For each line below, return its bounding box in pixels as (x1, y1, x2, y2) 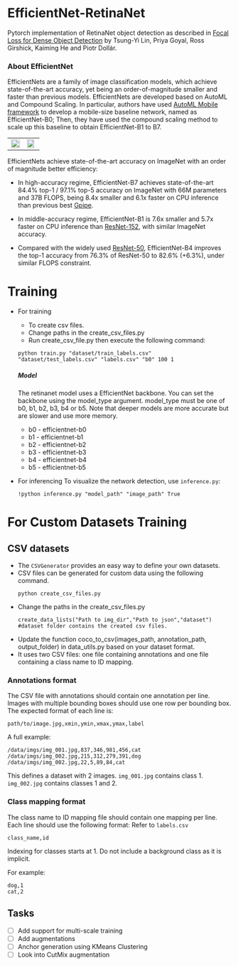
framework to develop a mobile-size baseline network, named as (7, 108, 198, 117)
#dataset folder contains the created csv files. (17, 623, 168, 630)
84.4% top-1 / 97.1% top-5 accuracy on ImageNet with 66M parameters (17, 186, 227, 195)
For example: (7, 868, 46, 876)
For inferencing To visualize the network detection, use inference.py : (17, 477, 221, 485)
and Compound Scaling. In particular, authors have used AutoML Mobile (7, 100, 218, 109)
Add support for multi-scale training (17, 926, 123, 935)
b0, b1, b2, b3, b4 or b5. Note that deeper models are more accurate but (17, 404, 229, 413)
